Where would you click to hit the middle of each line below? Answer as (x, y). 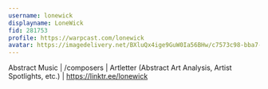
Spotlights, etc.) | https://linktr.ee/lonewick (78, 76)
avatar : (21, 45)
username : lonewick (41, 15)
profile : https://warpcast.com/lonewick (77, 38)
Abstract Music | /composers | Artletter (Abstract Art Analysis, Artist (120, 68)
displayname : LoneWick (46, 23)
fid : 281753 (28, 30)
